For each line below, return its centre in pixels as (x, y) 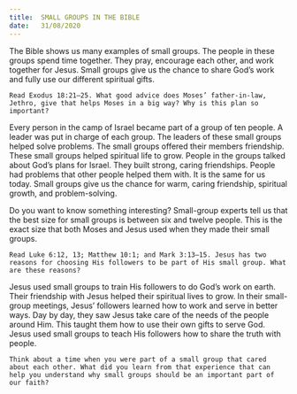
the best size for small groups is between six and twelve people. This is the (146, 220)
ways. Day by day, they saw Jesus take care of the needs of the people (139, 314)
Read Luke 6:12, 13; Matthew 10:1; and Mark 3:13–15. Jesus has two (138, 255)
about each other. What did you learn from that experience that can (140, 367)
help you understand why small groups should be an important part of (142, 375)
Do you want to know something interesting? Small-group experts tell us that (148, 210)
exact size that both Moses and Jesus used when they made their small (139, 229)
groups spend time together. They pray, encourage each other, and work (141, 60)
